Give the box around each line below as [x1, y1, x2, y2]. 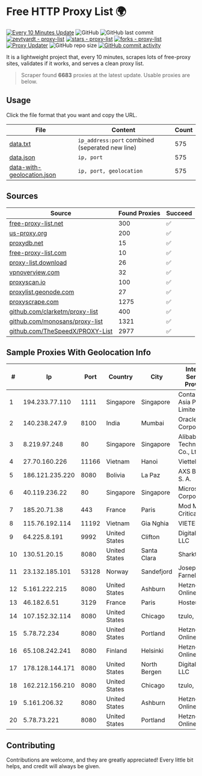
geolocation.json [9, 170, 57, 178]
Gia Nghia [141, 519, 170, 528]
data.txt [9, 139, 31, 148]
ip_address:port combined [78, 136, 155, 144]
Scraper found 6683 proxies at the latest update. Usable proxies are [20, 71, 191, 78]
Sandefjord [141, 567, 173, 576]
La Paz [141, 471, 161, 479]
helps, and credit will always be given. [6, 763, 100, 770]
